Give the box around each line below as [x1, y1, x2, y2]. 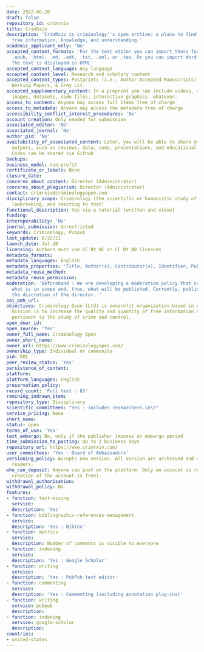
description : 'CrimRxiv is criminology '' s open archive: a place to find [6, 32, 197, 38]
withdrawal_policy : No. [6, 484, 67, 490]
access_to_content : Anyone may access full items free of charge [6, 99, 175, 105]
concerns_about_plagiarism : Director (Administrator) [6, 184, 146, 190]
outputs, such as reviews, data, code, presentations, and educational [12, 144, 197, 151]
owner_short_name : [6, 337, 53, 343]
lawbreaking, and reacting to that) [12, 201, 104, 207]
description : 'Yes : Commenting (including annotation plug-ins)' [12, 591, 183, 597]
